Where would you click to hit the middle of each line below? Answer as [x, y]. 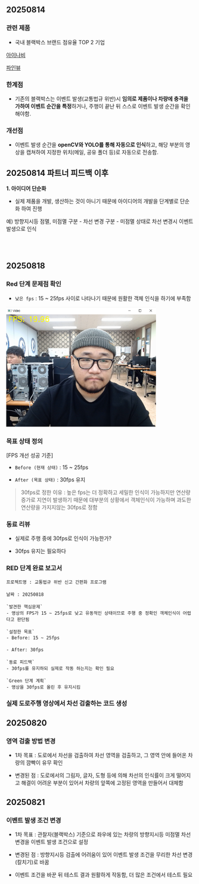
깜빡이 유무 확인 [44, 763]
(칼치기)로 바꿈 [32, 862]
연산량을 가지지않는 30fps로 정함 [59, 507]
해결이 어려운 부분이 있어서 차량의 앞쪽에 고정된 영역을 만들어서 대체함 [102, 783]
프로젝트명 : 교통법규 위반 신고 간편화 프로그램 [56, 582]
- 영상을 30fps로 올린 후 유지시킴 [43, 687]
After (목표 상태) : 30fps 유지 [50, 480]
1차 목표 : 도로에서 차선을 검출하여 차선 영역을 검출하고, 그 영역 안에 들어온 [101, 755]
